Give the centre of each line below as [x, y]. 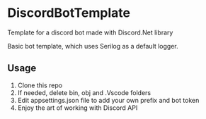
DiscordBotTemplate [69, 13]
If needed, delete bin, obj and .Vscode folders [84, 92]
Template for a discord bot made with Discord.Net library [90, 32]
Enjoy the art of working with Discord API [78, 108]
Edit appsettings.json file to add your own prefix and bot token [108, 100]
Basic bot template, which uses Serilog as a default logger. [93, 46]
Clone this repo [40, 85]
